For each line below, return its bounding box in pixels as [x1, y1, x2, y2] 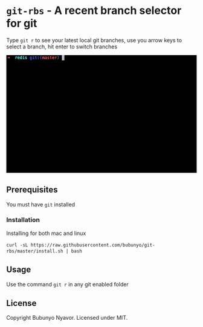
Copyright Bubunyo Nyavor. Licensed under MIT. [6, 314, 128, 322]
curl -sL [6, 242, 28, 248]
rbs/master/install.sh [6, 248, 63, 254]
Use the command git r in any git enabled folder [6, 280, 129, 288]
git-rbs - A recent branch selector [6, 4, 182, 18]
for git [6, 16, 37, 30]
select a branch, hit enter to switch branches [6, 43, 118, 50]
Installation [6, 216, 40, 224]
